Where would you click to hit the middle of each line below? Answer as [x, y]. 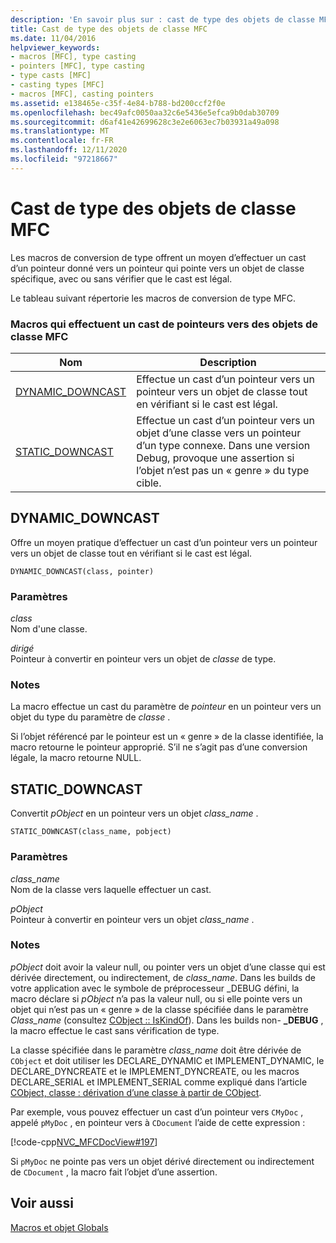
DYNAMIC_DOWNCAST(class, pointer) [82, 571]
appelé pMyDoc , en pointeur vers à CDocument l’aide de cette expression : [158, 1122]
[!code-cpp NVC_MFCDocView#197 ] [84, 1142]
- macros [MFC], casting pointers [82, 94]
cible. [149, 483]
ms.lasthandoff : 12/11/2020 [69, 150]
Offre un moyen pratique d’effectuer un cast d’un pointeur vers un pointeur [164, 542]
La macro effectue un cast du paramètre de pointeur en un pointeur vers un [166, 707]
